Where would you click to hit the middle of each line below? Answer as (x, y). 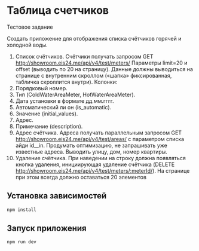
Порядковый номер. (41, 88)
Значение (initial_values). (47, 114)
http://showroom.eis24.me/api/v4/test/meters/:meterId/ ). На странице (102, 170)
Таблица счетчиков (58, 10)
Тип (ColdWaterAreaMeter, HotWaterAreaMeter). (75, 94)
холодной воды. (27, 45)
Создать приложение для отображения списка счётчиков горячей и (94, 38)
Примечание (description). (49, 126)
